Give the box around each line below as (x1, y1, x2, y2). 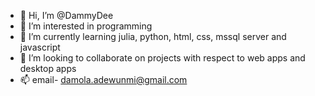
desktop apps (19, 63, 77, 74)
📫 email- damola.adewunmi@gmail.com (19, 74, 188, 85)
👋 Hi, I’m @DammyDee (19, 10, 114, 21)
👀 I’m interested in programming (19, 20, 153, 32)
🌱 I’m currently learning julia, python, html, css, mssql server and (19, 31, 287, 42)
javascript (19, 41, 61, 53)
